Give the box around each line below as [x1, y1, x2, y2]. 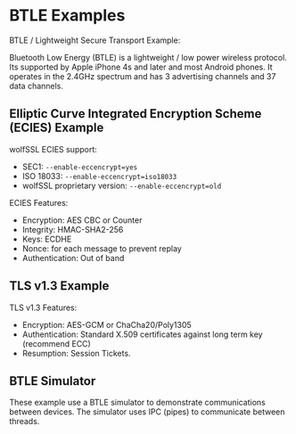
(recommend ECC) [21, 338, 91, 348]
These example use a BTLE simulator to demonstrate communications [9, 397, 266, 408]
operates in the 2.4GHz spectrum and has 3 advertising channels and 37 [9, 70, 276, 81]
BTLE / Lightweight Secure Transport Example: [9, 35, 181, 45]
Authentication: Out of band [21, 252, 125, 263]
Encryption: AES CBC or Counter [21, 215, 143, 225]
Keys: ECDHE [21, 233, 72, 244]
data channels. [9, 80, 64, 91]
